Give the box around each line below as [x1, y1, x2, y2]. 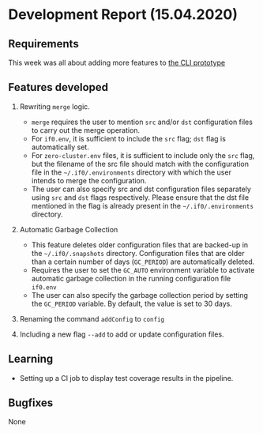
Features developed [8, 81, 109, 94]
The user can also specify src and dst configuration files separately [31, 184, 251, 194]
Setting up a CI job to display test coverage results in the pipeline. [19, 373, 234, 382]
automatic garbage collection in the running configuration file [31, 273, 231, 283]
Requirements [8, 37, 79, 51]
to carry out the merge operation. [31, 125, 141, 135]
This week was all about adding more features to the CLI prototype [8, 58, 226, 67]
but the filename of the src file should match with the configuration [31, 159, 249, 168]
